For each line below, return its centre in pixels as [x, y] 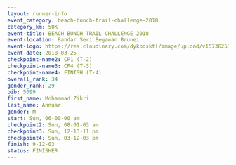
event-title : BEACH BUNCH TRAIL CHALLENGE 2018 [78, 33]
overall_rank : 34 [33, 79]
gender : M [22, 112]
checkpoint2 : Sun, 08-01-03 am [53, 125]
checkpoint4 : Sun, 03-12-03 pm [53, 138]
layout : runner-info [38, 14]
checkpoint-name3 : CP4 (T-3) [50, 66]
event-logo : [25, 46]
